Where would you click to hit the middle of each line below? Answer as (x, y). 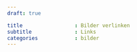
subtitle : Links (52, 32)
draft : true (24, 13)
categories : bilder (53, 38)
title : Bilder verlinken (68, 25)
